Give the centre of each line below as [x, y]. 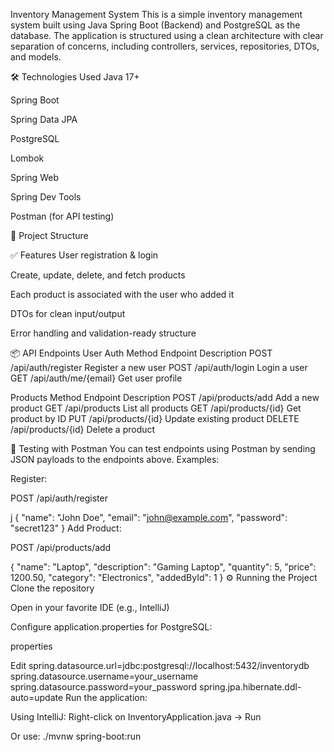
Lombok [27, 158]
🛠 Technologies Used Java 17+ [75, 77]
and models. [36, 57]
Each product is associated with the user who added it [122, 294]
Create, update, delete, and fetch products [98, 275]
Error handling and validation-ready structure [103, 333]
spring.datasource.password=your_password [104, 687]
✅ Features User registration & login [84, 255]
